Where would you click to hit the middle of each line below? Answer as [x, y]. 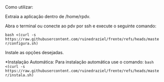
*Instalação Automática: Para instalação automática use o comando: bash [79, 62]
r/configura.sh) [22, 43]
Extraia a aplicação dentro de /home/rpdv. [48, 16]
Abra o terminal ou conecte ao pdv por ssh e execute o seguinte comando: [81, 26]
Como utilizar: [19, 7]
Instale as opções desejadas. [34, 52]
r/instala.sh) [20, 75]
